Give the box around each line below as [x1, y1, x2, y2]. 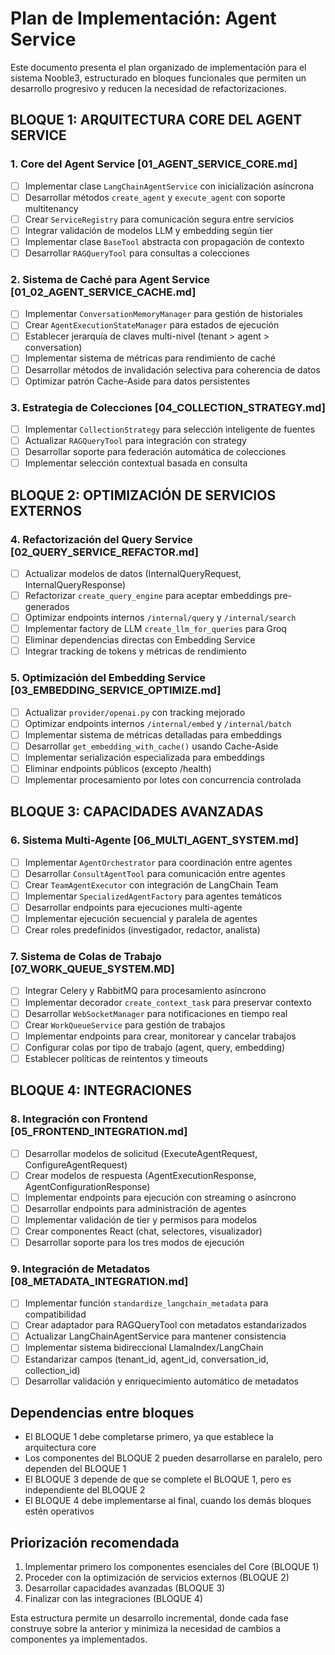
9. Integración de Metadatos [10, 1262, 151, 1276]
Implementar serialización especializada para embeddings [24, 751, 265, 763]
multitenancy [24, 202, 79, 214]
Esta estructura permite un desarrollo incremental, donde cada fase [10, 1612, 289, 1624]
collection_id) [24, 1364, 81, 1376]
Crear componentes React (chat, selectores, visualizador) [24, 1225, 263, 1237]
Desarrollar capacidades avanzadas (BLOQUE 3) [24, 1582, 226, 1594]
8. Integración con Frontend [10, 1112, 148, 1126]
